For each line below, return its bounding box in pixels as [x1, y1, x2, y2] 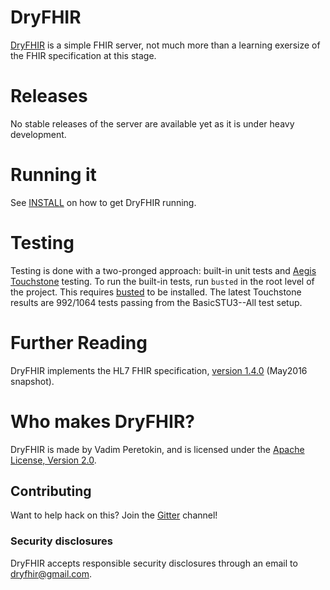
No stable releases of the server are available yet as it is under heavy [10, 117, 295, 130]
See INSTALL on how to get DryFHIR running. [10, 196, 197, 208]
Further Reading [10, 331, 148, 354]
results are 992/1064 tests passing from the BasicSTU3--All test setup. [10, 296, 303, 308]
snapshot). [10, 375, 55, 387]
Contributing [10, 483, 92, 500]
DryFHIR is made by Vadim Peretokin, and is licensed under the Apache [10, 443, 305, 455]
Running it [10, 164, 97, 186]
